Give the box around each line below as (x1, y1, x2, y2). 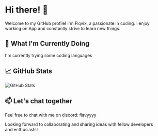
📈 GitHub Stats (5, 67, 52, 76)
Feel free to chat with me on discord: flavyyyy (5, 112, 96, 118)
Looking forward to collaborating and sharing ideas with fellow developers (5, 121, 154, 127)
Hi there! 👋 (5, 4, 48, 15)
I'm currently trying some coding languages (5, 52, 93, 58)
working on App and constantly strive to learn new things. (5, 25, 121, 31)
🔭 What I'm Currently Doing (5, 40, 90, 48)
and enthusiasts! (5, 127, 38, 133)
